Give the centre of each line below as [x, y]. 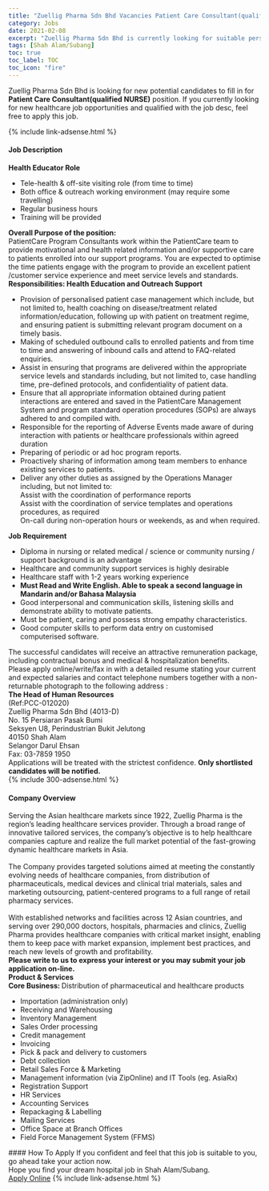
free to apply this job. [43, 116]
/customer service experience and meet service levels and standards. [123, 275]
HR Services [40, 1095]
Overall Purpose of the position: [62, 232]
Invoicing [35, 1044]
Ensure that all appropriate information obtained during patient [123, 392]
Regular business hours [59, 208]
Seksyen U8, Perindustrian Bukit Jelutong [77, 728]
